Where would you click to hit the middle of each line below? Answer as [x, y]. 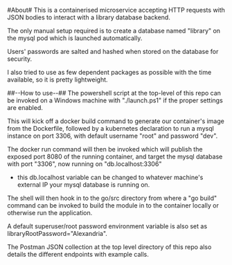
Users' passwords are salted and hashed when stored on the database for [113, 52]
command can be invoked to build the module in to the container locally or [113, 205]
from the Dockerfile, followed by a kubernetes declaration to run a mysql [111, 128]
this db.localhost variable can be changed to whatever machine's [110, 177]
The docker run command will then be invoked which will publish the [105, 149]
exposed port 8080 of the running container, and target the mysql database [115, 156]
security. [20, 59]
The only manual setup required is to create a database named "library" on [114, 31]
